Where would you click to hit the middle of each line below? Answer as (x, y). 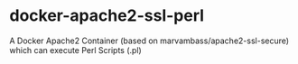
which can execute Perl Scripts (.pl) (75, 50)
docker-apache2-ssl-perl (107, 16)
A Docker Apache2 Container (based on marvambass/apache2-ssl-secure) (149, 41)
